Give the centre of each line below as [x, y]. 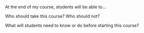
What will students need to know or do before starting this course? [72, 25]
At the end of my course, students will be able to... [56, 7]
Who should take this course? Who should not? [52, 16]
